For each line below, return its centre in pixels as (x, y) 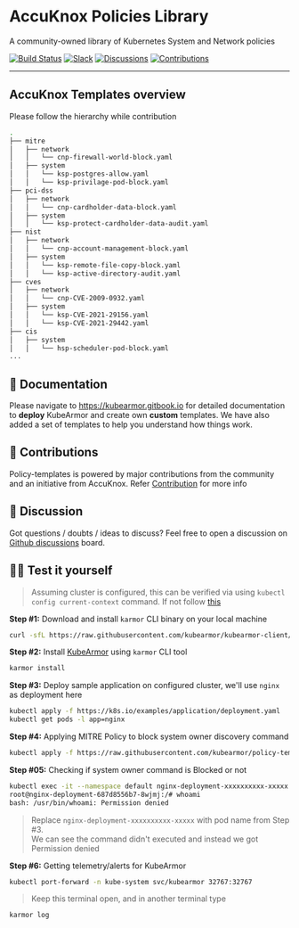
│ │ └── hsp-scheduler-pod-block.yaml (89, 348)
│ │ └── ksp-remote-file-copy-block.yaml (95, 265)
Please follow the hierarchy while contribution (93, 116)
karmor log (29, 916)
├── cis (24, 332)
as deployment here (46, 695)
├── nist (25, 232)
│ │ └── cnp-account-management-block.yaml (99, 249)
